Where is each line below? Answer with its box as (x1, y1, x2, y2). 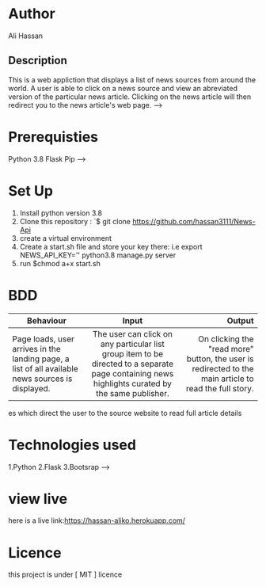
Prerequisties (8, 128, 99, 146)
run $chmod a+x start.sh (19, 258, 101, 268)
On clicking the (197, 334, 254, 345)
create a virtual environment (19, 233, 112, 242)
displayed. (12, 383, 51, 394)
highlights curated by (93, 378, 173, 389)
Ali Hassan (8, 31, 44, 40)
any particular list (100, 338, 165, 349)
